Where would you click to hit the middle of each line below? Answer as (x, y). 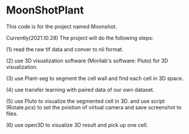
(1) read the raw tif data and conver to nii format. (65, 49)
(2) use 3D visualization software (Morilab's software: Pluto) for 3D (87, 61)
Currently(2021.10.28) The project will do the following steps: (80, 38)
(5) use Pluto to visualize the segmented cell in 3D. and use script (85, 101)
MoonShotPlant (45, 10)
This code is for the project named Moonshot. (62, 26)
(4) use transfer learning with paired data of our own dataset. (80, 89)
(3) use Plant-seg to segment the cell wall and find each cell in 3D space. (95, 78)
